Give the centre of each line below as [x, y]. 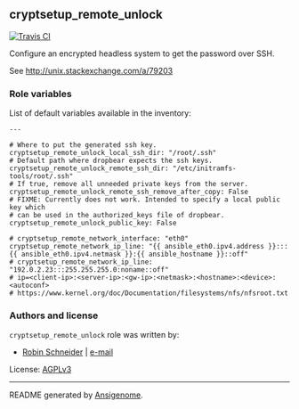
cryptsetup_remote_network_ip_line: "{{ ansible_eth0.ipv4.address [137, 247]
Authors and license [54, 315]
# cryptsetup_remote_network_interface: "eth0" [99, 239]
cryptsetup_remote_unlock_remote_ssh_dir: [89, 168]
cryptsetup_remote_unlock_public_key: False [93, 223]
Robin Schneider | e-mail [68, 352]
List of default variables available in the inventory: [100, 113]
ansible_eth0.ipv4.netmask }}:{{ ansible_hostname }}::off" [135, 254]
